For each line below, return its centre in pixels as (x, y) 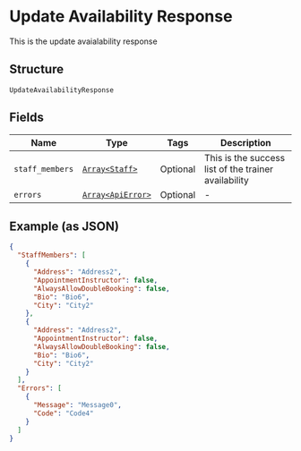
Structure (37, 69)
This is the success (245, 157)
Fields (27, 118)
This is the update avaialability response (84, 41)
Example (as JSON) (64, 226)
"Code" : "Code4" (63, 413)
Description (245, 142)
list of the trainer (239, 169)
